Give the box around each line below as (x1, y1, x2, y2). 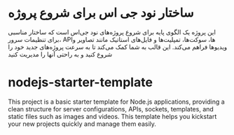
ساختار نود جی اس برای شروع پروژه (8, 5, 194, 21)
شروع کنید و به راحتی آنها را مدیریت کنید (8, 50, 113, 58)
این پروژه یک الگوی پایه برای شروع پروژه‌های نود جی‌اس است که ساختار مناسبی (8, 28, 216, 36)
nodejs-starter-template (8, 74, 153, 90)
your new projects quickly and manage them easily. (8, 120, 157, 128)
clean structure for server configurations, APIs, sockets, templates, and (8, 104, 214, 113)
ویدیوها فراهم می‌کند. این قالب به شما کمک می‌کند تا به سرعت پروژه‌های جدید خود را (8, 42, 228, 51)
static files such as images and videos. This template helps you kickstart (8, 112, 217, 120)
